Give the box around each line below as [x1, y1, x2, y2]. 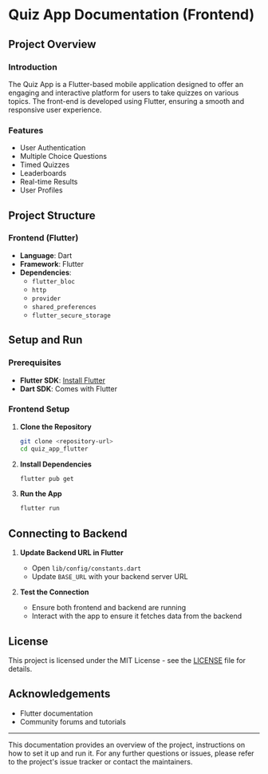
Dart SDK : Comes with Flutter [19, 383, 118, 393]
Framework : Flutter [19, 259, 85, 268]
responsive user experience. [8, 105, 102, 114]
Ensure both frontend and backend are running [31, 603, 186, 613]
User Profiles [19, 185, 63, 195]
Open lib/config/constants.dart [31, 563, 142, 573]
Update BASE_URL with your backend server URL [31, 572, 189, 581]
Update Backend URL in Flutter [19, 548, 124, 558]
